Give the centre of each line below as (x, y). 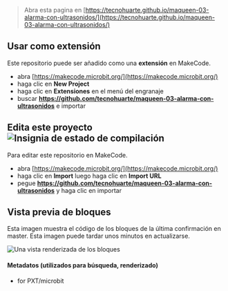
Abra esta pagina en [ (55, 10)
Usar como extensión (54, 47)
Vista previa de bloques (59, 213)
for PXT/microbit (40, 281)
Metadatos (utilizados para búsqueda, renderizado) (83, 265)
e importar (71, 106)
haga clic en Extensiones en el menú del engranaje (91, 91)
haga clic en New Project (53, 84)
